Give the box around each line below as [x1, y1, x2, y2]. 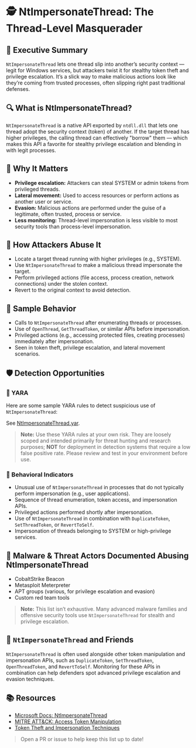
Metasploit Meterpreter [14, 582, 71, 589]
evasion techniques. [6, 675, 54, 682]
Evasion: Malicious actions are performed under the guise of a [14, 204, 166, 211]
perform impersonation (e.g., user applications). [14, 490, 130, 497]
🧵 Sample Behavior [6, 303, 77, 313]
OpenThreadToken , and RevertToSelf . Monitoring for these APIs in [6, 663, 161, 670]
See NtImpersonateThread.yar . [6, 419, 80, 427]
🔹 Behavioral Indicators [6, 471, 74, 479]
